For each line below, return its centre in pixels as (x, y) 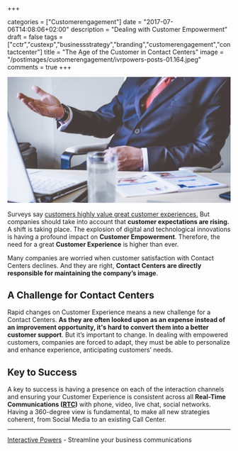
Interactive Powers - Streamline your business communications (100, 440)
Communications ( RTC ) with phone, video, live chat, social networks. (109, 404)
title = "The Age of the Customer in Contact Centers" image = (134, 52)
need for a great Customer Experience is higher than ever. (93, 244)
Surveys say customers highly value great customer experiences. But (109, 214)
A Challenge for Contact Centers (81, 295)
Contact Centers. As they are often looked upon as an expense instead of (116, 320)
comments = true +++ (40, 67)
